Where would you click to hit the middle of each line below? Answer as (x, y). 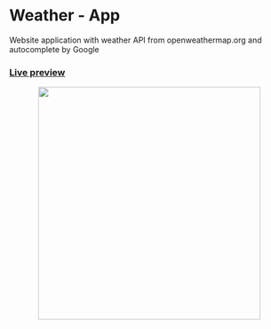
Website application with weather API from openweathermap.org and (135, 40)
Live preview (37, 72)
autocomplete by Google (54, 49)
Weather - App (65, 16)
